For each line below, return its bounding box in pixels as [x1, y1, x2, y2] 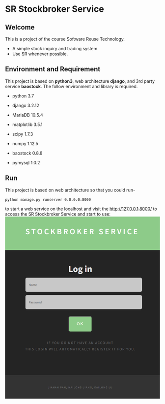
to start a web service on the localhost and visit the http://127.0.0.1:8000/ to [5, 206, 157, 212]
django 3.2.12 [12, 102, 39, 108]
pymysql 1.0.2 [12, 159, 40, 165]
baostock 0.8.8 [12, 150, 43, 156]
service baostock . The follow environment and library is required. [5, 83, 138, 89]
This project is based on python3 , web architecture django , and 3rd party [5, 78, 155, 84]
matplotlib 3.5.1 [12, 122, 43, 127]
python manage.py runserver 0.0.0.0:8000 [5, 197, 91, 202]
